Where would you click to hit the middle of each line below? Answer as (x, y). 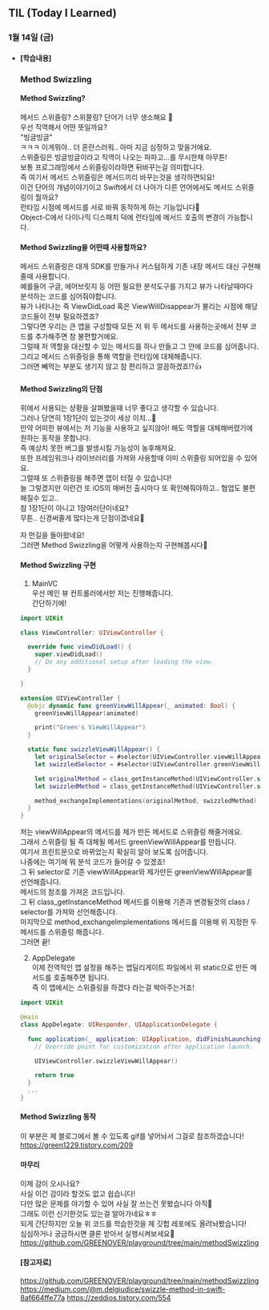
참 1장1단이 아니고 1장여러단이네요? (74, 508)
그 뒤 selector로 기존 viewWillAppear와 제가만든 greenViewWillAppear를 (136, 872)
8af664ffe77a (42, 1297)
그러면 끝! (35, 942)
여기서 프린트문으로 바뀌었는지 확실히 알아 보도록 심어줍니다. (114, 852)
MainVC (45, 583)
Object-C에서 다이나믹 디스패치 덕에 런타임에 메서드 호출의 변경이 (122, 217)
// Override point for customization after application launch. (144, 1047)
